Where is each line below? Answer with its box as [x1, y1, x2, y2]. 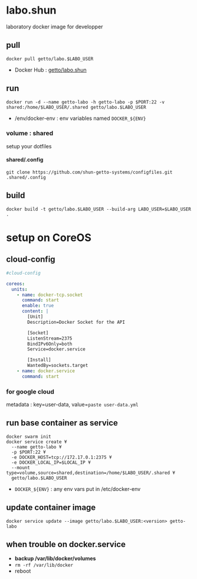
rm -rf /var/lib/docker [14, 562, 74, 568]
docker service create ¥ [6, 438, 67, 445]
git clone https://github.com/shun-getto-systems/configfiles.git [6, 170, 173, 175]
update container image [6, 503, 96, 513]
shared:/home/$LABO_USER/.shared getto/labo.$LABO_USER [6, 104, 146, 110]
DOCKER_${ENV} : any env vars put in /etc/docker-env [14, 485, 141, 492]
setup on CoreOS [6, 231, 91, 245]
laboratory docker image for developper [6, 23, 103, 30]
